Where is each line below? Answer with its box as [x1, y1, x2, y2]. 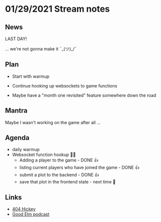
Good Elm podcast [12, 211, 50, 217]
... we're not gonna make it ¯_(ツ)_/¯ [5, 46, 77, 52]
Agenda [5, 133, 30, 142]
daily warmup [12, 147, 40, 153]
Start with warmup [12, 73, 50, 79]
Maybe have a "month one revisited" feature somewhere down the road [12, 92, 157, 98]
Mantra [5, 107, 28, 115]
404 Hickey [12, 206, 36, 212]
